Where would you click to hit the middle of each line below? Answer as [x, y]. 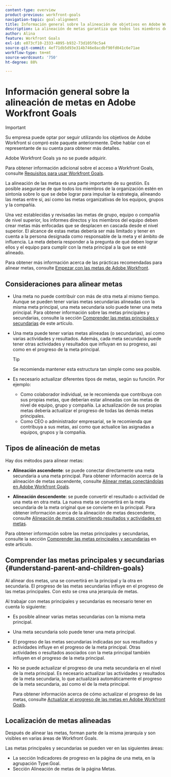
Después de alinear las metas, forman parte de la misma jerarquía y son [81, 733]
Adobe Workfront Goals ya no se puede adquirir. [56, 158]
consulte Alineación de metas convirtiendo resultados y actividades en [87, 518]
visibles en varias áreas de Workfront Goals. [52, 738]
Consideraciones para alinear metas [64, 284]
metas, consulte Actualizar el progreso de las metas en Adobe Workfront [89, 699]
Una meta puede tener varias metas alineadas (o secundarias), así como [89, 333]
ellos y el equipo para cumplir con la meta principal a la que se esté [76, 247]
